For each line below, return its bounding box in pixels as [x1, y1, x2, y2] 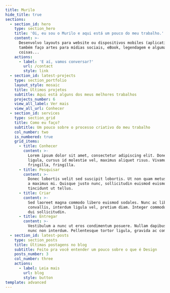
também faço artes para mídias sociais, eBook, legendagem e [18, 45, 151, 50]
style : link [23, 69, 49, 74]
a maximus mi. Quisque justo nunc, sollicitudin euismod [27, 181, 151, 186]
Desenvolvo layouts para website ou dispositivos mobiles [18, 40, 144, 45]
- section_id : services [10, 111, 60, 116]
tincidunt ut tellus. [27, 186, 73, 191]
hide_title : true [5, 12, 42, 17]
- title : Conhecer [18, 143, 58, 149]
